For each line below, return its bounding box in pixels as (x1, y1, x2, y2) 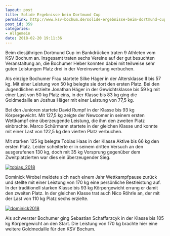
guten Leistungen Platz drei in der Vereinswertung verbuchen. (5, 65, 135, 71)
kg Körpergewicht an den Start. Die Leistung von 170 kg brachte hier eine (5, 220, 158, 226)
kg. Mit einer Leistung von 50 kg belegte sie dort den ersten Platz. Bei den (5, 81, 160, 87)
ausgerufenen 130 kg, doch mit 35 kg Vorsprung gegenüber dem (5, 149, 141, 155)
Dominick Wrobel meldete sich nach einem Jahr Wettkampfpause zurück (5, 174, 157, 180)
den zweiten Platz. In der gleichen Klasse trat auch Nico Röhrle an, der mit (5, 190, 160, 196)
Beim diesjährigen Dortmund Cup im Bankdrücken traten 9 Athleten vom (5, 49, 156, 56)
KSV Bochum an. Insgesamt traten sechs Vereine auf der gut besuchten (5, 55, 155, 61)
